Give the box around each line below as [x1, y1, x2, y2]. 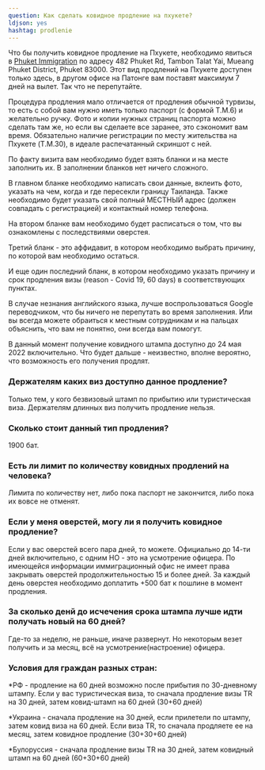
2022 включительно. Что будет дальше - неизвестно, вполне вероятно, [8, 348, 252, 358]
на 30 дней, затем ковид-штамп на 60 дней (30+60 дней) [8, 697, 203, 707]
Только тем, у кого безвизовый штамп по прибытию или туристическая [8, 394, 252, 404]
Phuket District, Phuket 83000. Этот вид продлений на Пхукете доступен [8, 65, 252, 75]
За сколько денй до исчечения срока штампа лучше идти [8, 606, 243, 617]
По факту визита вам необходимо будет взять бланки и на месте [8, 155, 229, 164]
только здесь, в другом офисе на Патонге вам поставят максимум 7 [8, 73, 240, 83]
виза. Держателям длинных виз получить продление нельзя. [8, 402, 216, 412]
